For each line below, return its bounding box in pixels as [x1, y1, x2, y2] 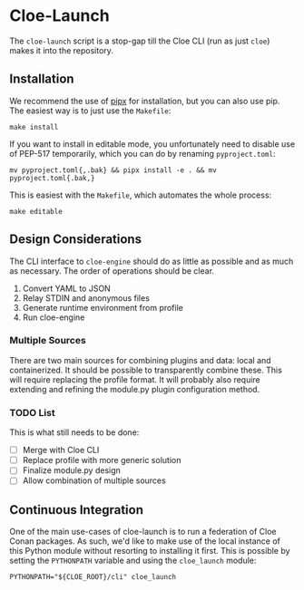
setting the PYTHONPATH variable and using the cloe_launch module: [9, 555, 257, 566]
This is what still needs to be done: [9, 427, 140, 438]
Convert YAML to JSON [22, 283, 111, 294]
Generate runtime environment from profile [22, 302, 184, 313]
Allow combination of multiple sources [22, 475, 166, 486]
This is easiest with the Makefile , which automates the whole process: [9, 189, 272, 200]
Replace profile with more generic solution [22, 455, 181, 466]
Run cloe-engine [22, 312, 85, 323]
